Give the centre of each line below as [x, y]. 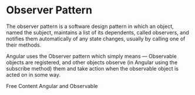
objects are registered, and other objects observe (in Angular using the [92, 62]
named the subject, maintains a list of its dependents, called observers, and [97, 32]
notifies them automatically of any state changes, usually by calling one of [96, 38]
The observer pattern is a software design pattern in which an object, [90, 26]
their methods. [24, 45]
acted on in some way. [33, 75]
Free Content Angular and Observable [52, 86]
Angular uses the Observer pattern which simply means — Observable [92, 56]
